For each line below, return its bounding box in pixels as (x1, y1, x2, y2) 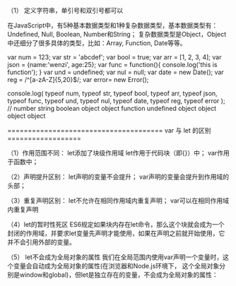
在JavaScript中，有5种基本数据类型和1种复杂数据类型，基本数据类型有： (7, 21, 218, 30)
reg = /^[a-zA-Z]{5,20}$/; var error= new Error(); (7, 76, 149, 83)
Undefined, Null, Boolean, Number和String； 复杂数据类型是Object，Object (7, 30, 227, 38)
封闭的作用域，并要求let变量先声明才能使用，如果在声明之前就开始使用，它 (7, 229, 225, 237)
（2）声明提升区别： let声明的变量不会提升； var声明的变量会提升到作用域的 (7, 172, 230, 181)
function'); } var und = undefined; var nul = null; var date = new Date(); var (7, 68, 224, 76)
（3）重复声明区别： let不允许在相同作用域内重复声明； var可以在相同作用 (7, 196, 223, 205)
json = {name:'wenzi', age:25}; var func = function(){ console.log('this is (7, 61, 218, 68)
